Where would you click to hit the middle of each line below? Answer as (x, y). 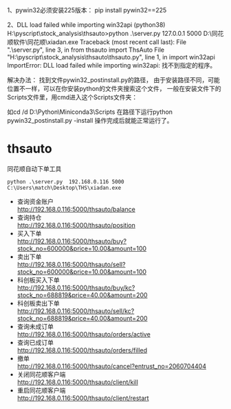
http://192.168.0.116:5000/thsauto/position (76, 225)
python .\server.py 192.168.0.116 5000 (66, 181)
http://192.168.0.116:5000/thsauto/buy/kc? (76, 288)
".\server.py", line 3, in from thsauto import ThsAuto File (86, 50)
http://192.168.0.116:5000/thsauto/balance (76, 209)
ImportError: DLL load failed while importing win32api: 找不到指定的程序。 (112, 65)
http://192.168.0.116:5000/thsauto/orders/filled (82, 350)
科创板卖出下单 (38, 303)
